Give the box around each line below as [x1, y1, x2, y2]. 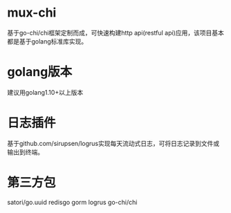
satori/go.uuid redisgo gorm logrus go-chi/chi [7, 198, 138, 206]
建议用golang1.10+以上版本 [7, 88, 84, 96]
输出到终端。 [7, 147, 44, 156]
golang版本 [7, 64, 73, 80]
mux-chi [7, 5, 57, 21]
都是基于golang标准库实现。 [7, 37, 88, 46]
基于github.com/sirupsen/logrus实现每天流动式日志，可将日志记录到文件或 [7, 139, 220, 147]
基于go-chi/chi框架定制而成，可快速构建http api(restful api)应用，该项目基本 [7, 28, 225, 37]
